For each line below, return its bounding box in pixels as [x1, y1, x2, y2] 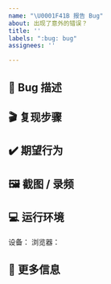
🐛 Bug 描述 [8, 80, 62, 94]
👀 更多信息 [8, 262, 60, 276]
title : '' [8, 27, 42, 35]
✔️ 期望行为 [8, 144, 64, 158]
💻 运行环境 [8, 211, 64, 224]
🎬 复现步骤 [8, 110, 63, 124]
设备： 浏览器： [8, 237, 60, 246]
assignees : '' [8, 42, 56, 50]
